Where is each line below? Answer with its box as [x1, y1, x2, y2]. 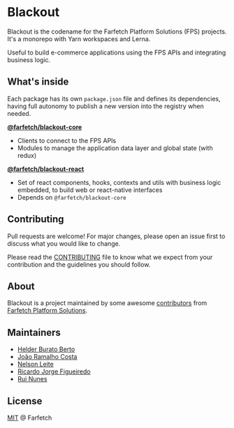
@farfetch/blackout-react [7, 165, 85, 173]
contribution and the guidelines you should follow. [7, 260, 151, 269]
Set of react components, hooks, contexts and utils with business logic [17, 178, 221, 186]
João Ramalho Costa [17, 353, 78, 361]
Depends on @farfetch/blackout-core [17, 193, 127, 201]
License [7, 395, 43, 407]
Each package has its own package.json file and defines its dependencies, [7, 94, 221, 103]
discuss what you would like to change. [7, 239, 121, 248]
